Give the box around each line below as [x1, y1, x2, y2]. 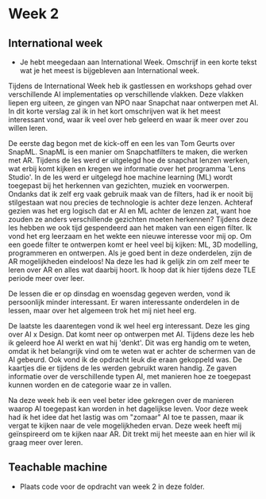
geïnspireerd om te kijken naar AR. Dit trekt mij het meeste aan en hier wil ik [8, 429, 256, 439]
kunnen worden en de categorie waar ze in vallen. [8, 380, 172, 390]
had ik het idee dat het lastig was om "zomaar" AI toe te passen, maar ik [8, 413, 245, 421]
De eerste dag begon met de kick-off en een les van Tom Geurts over [8, 139, 236, 148]
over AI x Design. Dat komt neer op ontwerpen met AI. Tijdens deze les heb [8, 330, 255, 339]
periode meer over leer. [8, 274, 85, 282]
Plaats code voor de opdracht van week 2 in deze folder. [19, 482, 205, 491]
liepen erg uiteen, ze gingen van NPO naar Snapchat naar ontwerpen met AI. [8, 98, 259, 107]
